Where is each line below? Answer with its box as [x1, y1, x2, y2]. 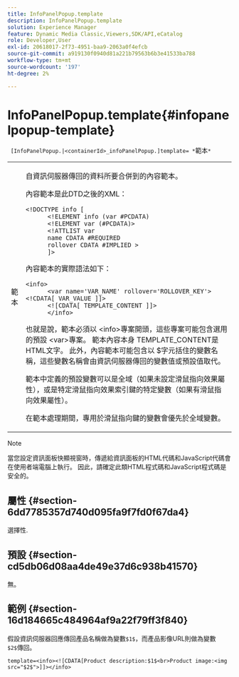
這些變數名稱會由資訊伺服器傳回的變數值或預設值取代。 [40, 357, 225, 367]
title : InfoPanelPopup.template [7, 10, 103, 18]
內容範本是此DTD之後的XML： [26, 189, 127, 199]
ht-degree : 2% [7, 70, 50, 77]
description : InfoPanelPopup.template [7, 17, 122, 24]
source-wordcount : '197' [7, 63, 81, 70]
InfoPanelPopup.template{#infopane [7, 107, 230, 123]
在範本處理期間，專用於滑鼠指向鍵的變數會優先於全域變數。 [26, 414, 225, 424]
